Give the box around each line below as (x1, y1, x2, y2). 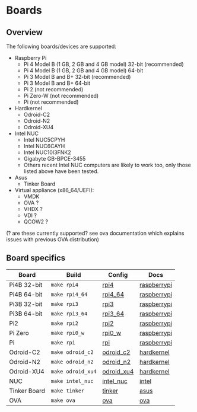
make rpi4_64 (50, 291, 88, 298)
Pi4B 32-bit (9, 280, 43, 289)
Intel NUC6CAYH (23, 143, 65, 149)
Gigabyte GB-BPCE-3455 (23, 155, 86, 162)
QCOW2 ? (23, 218, 49, 225)
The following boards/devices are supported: (6, 43, 117, 50)
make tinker (50, 387, 85, 394)
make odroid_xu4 (50, 368, 97, 375)
